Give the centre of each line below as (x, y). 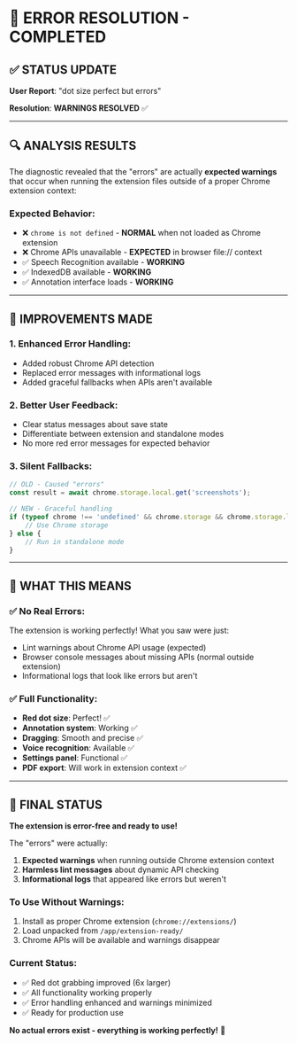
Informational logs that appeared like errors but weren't (124, 879)
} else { (25, 534)
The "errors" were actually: (58, 843)
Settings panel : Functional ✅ (75, 758)
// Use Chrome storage (67, 525)
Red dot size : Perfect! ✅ (66, 718)
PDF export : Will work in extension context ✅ (104, 768)
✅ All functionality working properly (87, 993)
